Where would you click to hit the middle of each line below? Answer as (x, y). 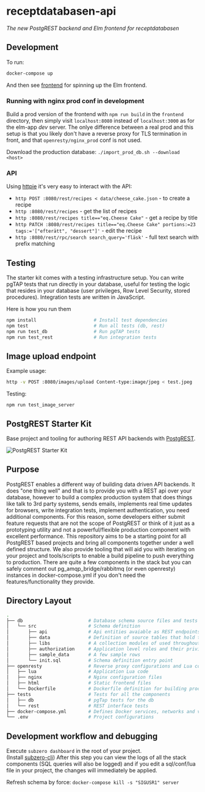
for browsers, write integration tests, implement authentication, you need (98, 510)
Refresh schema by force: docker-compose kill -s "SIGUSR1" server (93, 782)
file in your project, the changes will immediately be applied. (82, 771)
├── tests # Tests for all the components (88, 694)
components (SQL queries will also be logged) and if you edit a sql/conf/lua (101, 764)
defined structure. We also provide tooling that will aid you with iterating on (101, 549)
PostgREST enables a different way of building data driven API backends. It (101, 484)
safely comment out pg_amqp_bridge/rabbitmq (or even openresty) (91, 568)
